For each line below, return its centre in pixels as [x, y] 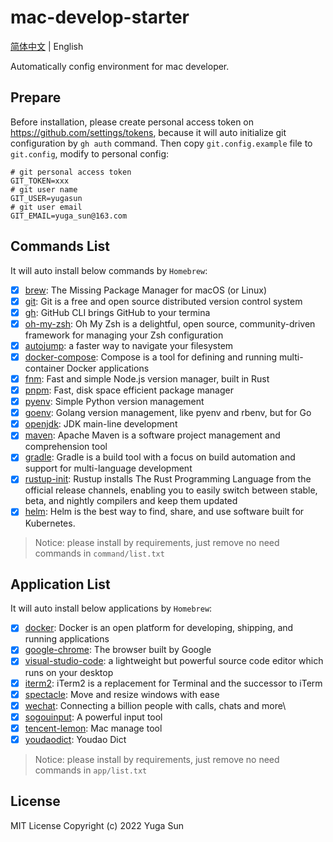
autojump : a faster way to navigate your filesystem [129, 345]
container [44, 368]
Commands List [60, 246]
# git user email [46, 207]
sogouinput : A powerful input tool [93, 717]
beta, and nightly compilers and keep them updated [131, 501]
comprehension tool [66, 447]
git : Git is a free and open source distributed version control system [163, 301]
